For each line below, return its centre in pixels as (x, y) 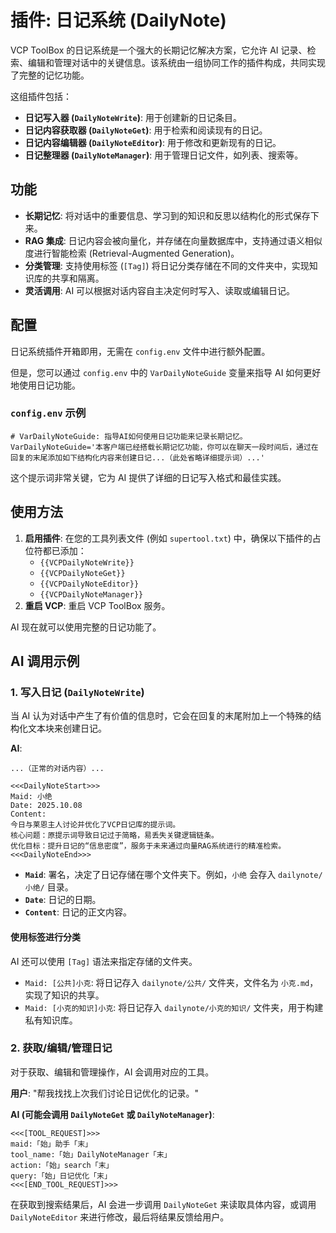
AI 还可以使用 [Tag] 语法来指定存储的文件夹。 (104, 961)
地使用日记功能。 (45, 385)
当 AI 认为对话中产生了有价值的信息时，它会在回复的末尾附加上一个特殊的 (161, 716)
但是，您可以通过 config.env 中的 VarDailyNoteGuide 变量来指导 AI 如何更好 (166, 372)
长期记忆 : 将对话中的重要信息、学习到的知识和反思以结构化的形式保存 (167, 215)
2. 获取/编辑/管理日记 (61, 1048)
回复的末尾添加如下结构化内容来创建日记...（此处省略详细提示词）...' (137, 457)
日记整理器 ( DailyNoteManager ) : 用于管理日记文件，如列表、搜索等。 (164, 155)
